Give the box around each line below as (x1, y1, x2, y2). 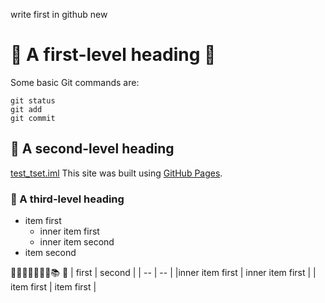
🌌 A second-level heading (10, 140, 175, 158)
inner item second (39, 236, 115, 248)
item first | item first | (10, 281, 97, 293)
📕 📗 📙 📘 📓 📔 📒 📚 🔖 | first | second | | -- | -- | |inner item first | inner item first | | (10, 267, 317, 279)
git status (10, 95, 56, 106)
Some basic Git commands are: (10, 76, 140, 88)
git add (10, 104, 43, 114)
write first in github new (10, 9, 108, 20)
